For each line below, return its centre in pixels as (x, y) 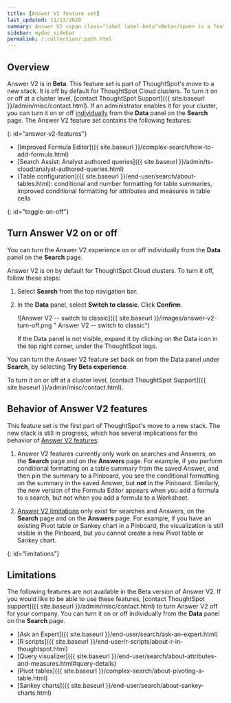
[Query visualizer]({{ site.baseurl (63, 656)
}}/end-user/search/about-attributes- (164, 656)
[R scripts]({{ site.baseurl (53, 642)
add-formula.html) (43, 154)
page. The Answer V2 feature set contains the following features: (99, 120)
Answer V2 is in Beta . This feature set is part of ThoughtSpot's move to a (111, 83)
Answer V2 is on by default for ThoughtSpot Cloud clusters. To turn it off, (111, 270)
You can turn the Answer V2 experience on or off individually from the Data (114, 249)
